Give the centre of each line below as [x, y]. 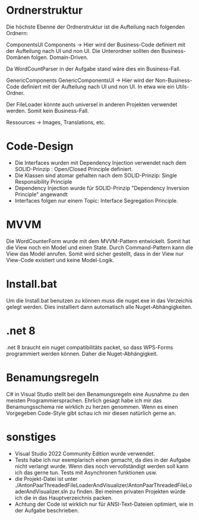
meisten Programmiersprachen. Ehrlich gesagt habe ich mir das [84, 400]
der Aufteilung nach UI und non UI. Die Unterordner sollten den [83, 51]
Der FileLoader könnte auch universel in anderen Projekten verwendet [92, 104]
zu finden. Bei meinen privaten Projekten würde [127, 491]
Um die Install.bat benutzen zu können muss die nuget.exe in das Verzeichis [99, 300]
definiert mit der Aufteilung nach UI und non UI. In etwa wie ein [98, 86]
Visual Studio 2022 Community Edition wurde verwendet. [85, 453]
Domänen [18, 57]
